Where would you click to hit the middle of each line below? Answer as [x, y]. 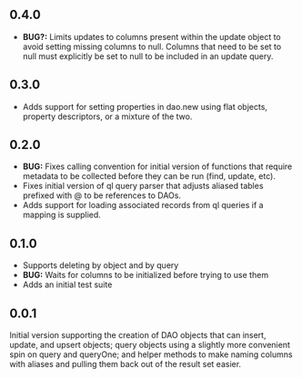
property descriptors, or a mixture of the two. [107, 116]
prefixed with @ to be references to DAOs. [102, 195]
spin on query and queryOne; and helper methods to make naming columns [151, 354]
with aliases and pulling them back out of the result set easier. [126, 364]
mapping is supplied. [62, 215]
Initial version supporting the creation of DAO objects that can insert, [138, 335]
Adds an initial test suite [67, 284]
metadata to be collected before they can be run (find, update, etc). [149, 176]
